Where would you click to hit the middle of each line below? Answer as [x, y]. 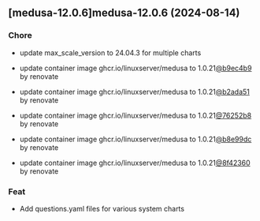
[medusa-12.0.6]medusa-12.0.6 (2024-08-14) [124, 13]
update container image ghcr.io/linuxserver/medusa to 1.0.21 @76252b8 [136, 115]
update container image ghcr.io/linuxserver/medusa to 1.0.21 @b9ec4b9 [136, 68]
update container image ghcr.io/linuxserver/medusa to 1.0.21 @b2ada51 [135, 92]
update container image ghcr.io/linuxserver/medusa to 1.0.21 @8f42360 [135, 163]
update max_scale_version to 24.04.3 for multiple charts [110, 52]
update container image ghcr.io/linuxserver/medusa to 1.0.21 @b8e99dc [136, 139]
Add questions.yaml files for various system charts [102, 208]
